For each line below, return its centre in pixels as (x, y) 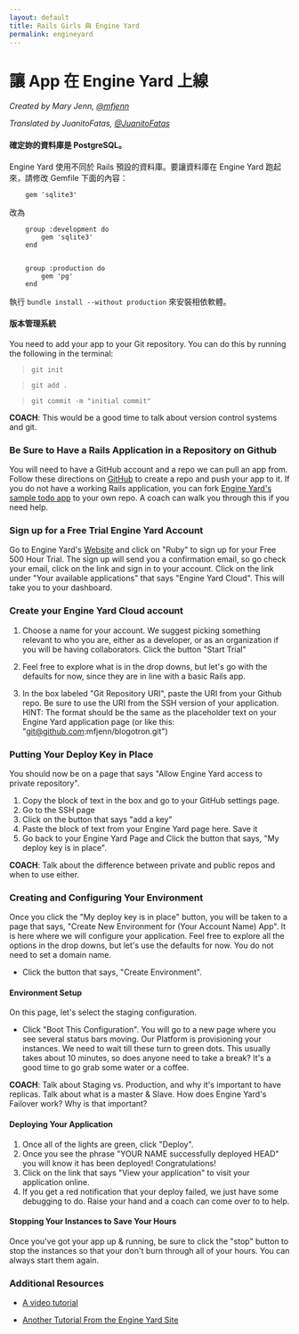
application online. (56, 1182)
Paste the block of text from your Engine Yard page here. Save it (140, 828)
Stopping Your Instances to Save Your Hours (93, 1222)
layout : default (39, 17)
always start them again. (54, 1260)
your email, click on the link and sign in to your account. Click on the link (141, 569)
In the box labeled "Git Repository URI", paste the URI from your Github (152, 693)
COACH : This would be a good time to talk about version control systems (143, 417)
